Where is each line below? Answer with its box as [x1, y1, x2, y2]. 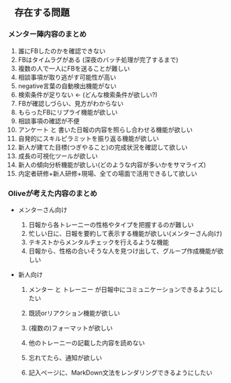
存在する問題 [14, 6, 70, 19]
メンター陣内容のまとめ [8, 29, 87, 39]
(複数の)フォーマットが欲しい [28, 323, 113, 332]
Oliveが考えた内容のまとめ [8, 188, 98, 198]
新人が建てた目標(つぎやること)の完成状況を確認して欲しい [17, 143, 188, 151]
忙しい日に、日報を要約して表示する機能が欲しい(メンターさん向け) [28, 229, 223, 237]
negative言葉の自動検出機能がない [17, 81, 117, 90]
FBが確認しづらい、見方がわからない [17, 99, 124, 107]
